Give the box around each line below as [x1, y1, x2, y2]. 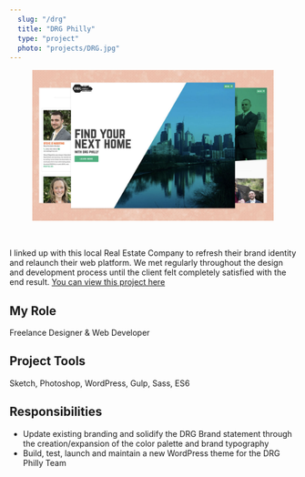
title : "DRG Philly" [17, 24, 96, 34]
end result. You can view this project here [9, 277, 166, 288]
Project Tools [9, 353, 86, 369]
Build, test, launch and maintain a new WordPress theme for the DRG [22, 447, 280, 459]
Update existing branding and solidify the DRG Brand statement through [22, 428, 293, 439]
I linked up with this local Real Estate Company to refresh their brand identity [9, 248, 297, 259]
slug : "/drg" [17, 15, 67, 24]
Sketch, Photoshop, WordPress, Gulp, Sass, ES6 [9, 378, 190, 389]
